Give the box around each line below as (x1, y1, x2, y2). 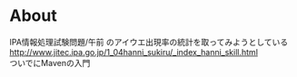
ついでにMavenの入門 (9, 57, 91, 68)
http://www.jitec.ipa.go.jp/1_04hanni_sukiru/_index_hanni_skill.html (9, 46, 259, 57)
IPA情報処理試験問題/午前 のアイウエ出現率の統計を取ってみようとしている (9, 36, 289, 47)
